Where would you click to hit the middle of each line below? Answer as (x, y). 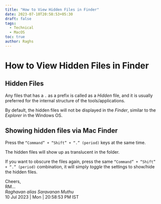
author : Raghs (20, 42)
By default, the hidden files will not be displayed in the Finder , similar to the (80, 110)
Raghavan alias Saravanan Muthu (40, 192)
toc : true (15, 37)
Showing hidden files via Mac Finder (61, 131)
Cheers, (13, 181)
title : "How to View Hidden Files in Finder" (52, 10)
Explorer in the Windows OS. (34, 115)
